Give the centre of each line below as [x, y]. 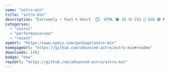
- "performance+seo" [31, 33]
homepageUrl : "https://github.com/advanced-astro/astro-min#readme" [79, 48]
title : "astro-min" [26, 15]
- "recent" [21, 39]
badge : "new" [19, 57]
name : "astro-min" [25, 10]
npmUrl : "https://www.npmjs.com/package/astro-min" [61, 43]
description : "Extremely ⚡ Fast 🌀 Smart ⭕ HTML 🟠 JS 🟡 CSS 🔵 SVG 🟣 [83, 19]
